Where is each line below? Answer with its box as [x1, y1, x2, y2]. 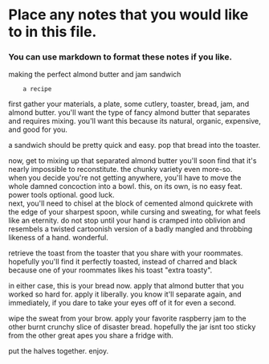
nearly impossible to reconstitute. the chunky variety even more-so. [8, 165, 233, 174]
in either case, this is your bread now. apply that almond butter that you [8, 281, 244, 291]
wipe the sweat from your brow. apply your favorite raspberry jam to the [8, 313, 247, 323]
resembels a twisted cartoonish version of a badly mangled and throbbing [8, 224, 253, 234]
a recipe [22, 85, 52, 93]
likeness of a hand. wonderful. [8, 233, 108, 243]
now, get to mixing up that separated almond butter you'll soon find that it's [8, 156, 257, 166]
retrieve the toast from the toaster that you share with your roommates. [8, 248, 243, 258]
